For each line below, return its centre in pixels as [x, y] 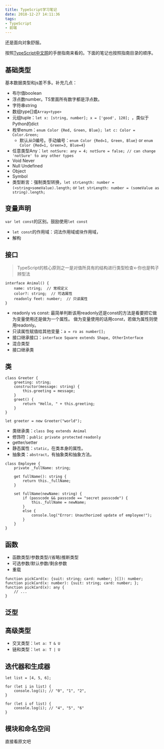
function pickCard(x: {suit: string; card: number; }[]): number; [74, 579]
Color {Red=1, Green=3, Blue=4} [52, 145]
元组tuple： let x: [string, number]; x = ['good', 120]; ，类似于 [81, 117]
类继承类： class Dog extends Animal [49, 431]
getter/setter [25, 443]
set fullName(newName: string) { [48, 494]
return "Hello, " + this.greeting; [59, 404]
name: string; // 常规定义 [41, 288]
